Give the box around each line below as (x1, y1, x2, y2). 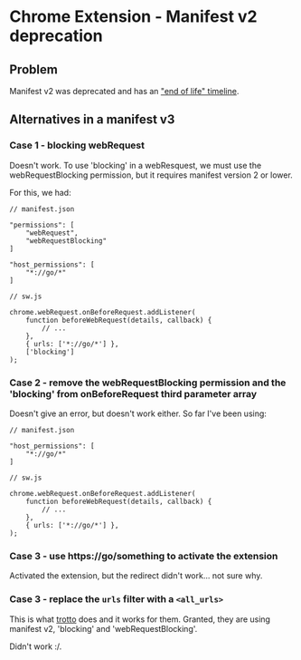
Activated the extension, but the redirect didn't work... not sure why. (9, 570, 263, 581)
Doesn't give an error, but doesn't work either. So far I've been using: (9, 408, 267, 419)
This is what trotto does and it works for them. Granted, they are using (9, 614, 271, 625)
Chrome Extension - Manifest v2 (9, 6, 258, 27)
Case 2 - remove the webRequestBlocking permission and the (9, 376, 287, 389)
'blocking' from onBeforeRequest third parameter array (9, 387, 258, 400)
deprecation (9, 25, 103, 46)
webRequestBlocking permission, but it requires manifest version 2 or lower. (9, 170, 294, 180)
